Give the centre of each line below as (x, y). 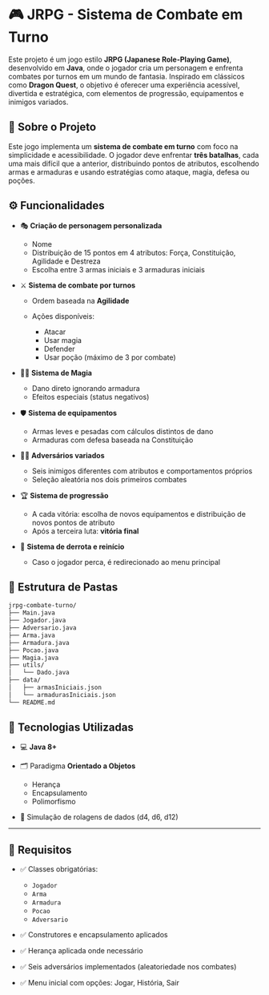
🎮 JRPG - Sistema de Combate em (126, 15)
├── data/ (25, 680)
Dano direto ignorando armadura (86, 388)
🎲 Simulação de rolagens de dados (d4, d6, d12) (99, 817)
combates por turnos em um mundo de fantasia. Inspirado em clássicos (127, 76)
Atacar (55, 332)
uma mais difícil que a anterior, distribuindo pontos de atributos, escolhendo (134, 163)
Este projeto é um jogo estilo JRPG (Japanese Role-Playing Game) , (120, 59)
